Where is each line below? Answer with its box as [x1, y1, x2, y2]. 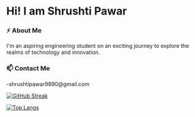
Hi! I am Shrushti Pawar [6, 4, 127, 18]
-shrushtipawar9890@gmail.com [6, 80, 90, 87]
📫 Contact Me [6, 64, 50, 73]
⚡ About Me [6, 26, 42, 35]
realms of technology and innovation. [6, 48, 100, 56]
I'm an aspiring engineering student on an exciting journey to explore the [6, 42, 189, 50]
